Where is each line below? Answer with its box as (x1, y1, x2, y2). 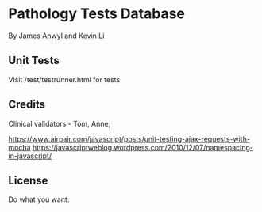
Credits (8, 98, 46, 112)
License (8, 173, 48, 187)
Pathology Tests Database (8, 5, 185, 23)
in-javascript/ (8, 151, 52, 161)
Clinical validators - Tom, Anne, (8, 119, 111, 128)
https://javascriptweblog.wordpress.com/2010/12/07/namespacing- (32, 142, 254, 152)
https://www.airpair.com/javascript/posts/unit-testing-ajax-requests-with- (8, 134, 250, 143)
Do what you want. (8, 195, 70, 204)
